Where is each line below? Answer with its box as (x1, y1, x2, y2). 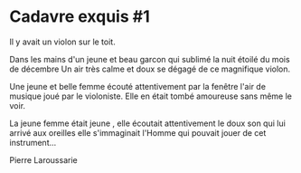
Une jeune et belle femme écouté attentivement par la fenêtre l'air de (9, 81, 267, 91)
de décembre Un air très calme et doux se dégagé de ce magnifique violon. (9, 63, 291, 74)
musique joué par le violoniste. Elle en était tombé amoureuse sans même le (9, 91, 292, 101)
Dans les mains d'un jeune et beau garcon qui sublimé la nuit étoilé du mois (9, 53, 291, 64)
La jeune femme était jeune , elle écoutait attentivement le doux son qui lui (9, 118, 287, 129)
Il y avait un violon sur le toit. (9, 36, 116, 47)
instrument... (9, 137, 57, 148)
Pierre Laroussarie (9, 154, 79, 165)
